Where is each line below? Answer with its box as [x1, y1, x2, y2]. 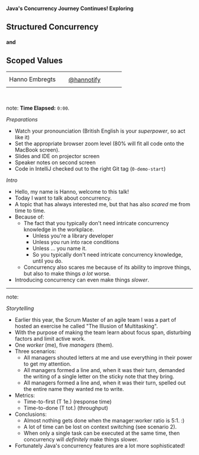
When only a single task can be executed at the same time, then [23, 430, 180, 437]
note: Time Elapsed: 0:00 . [6, 104, 70, 112]
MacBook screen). [14, 146, 60, 153]
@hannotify [68, 75, 101, 84]
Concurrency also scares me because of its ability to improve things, [23, 264, 191, 271]
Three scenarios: [14, 348, 56, 355]
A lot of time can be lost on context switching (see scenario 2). [23, 424, 177, 431]
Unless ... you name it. [32, 245, 87, 252]
